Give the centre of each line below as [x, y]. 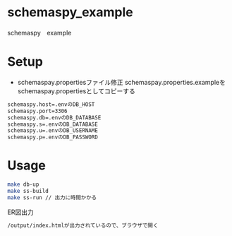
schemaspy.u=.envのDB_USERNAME [53, 131]
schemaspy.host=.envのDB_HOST [51, 104]
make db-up [23, 184]
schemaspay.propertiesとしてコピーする [77, 91]
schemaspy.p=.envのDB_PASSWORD [53, 137]
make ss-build [28, 191]
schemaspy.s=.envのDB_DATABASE [53, 124]
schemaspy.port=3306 [38, 111]
